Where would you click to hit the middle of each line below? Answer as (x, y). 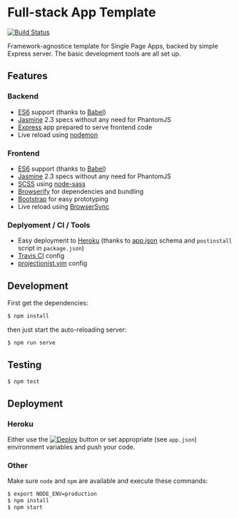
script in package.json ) (51, 248)
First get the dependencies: (48, 303)
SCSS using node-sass (51, 183)
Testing (25, 365)
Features (27, 76)
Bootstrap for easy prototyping (63, 199)
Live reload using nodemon (58, 134)
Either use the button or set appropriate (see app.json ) (102, 440)
